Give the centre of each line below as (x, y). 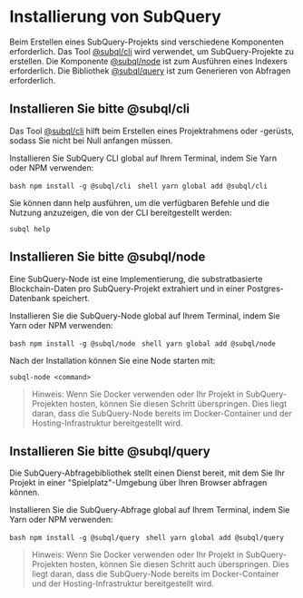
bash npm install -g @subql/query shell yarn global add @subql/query (147, 538)
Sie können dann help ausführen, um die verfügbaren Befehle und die (140, 202)
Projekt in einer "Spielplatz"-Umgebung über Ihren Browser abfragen (138, 483)
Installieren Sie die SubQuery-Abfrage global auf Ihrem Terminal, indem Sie (150, 510)
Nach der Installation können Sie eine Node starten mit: (112, 360)
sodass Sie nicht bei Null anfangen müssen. (91, 140)
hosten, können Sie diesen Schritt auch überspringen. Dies (180, 564)
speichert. (71, 298)
